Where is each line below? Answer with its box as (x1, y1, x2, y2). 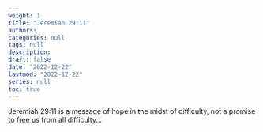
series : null (8, 77, 51, 85)
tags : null (8, 41, 44, 49)
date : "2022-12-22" (8, 63, 73, 71)
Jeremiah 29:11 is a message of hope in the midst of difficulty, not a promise (8, 107, 256, 116)
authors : (8, 26, 37, 34)
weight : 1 (8, 11, 41, 20)
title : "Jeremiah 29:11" (8, 19, 90, 27)
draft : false (8, 56, 51, 64)
